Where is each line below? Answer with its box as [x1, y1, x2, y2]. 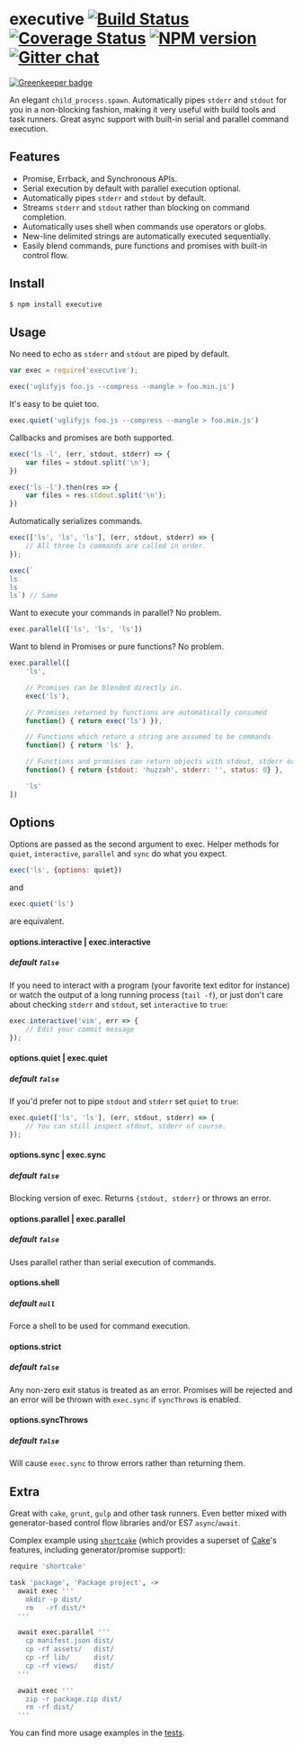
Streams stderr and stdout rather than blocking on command [22, 202, 250, 213]
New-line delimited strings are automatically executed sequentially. [22, 231, 271, 241]
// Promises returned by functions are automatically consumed [25, 708, 268, 717]
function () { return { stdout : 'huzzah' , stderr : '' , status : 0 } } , [25, 765, 284, 774]
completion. [22, 212, 67, 222]
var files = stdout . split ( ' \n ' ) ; [25, 457, 151, 467]
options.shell [9, 1277, 60, 1288]
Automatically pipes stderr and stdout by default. [22, 192, 207, 203]
